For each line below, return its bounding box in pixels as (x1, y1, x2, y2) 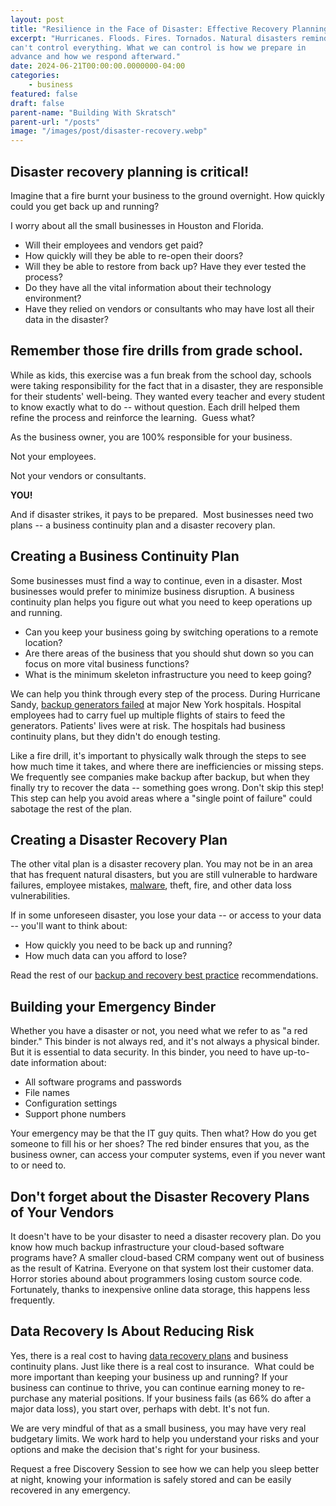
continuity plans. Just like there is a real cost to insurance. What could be (10, 1360, 315, 1372)
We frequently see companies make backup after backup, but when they (10, 771, 310, 783)
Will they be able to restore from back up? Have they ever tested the (24, 260, 307, 272)
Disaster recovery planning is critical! (10, 163, 250, 180)
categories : (10, 71, 60, 81)
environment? (24, 292, 82, 304)
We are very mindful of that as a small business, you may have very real (10, 1422, 307, 1434)
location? (24, 636, 63, 648)
